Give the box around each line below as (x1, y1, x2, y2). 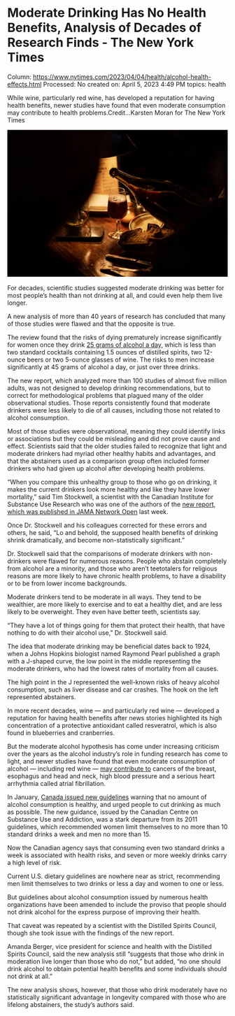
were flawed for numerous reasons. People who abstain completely (32, 557, 227, 565)
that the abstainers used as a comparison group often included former (7, 457, 210, 465)
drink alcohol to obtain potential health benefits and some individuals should (7, 964, 227, 973)
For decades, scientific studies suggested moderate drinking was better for (7, 283, 225, 292)
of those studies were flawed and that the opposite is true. (7, 320, 176, 328)
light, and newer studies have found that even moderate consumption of (7, 757, 215, 765)
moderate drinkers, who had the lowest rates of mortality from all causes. (7, 664, 219, 673)
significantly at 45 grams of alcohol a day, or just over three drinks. (7, 362, 201, 371)
